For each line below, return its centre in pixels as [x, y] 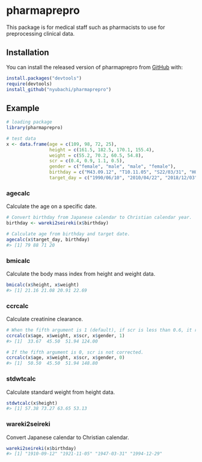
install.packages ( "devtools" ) [44, 78]
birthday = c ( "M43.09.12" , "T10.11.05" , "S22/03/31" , [118, 172]
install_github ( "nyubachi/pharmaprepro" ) [59, 89]
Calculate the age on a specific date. [52, 206]
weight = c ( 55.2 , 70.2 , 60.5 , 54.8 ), [96, 155]
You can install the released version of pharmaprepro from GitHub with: [95, 67]
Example [23, 108]
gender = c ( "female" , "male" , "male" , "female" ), [112, 166]
